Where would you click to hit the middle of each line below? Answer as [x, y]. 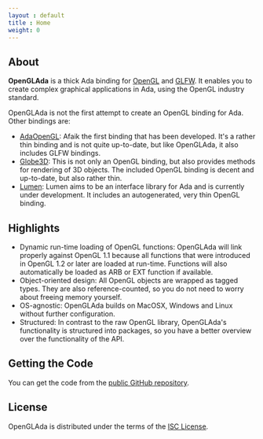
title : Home [29, 23]
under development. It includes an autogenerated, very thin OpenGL [130, 195]
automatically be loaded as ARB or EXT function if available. [116, 272]
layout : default [37, 15]
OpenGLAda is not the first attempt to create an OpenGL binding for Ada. [126, 113]
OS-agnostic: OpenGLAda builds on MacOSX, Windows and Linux [126, 305]
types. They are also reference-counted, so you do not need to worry [132, 289]
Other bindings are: [39, 121]
